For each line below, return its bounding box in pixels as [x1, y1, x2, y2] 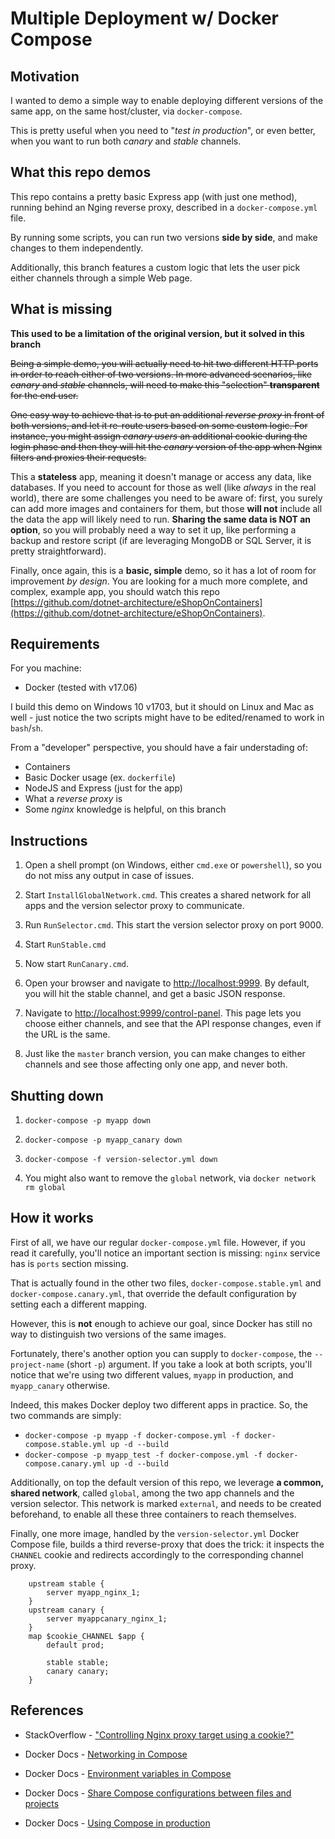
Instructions [10, 832, 88, 849]
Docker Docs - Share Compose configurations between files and [24, 1787, 292, 1799]
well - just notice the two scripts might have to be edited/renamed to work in [10, 712, 325, 724]
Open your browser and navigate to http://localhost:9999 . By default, [24, 977, 310, 989]
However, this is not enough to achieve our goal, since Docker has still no [10, 1317, 313, 1329]
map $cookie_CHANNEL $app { [28, 1631, 145, 1641]
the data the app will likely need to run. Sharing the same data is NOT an [10, 513, 311, 525]
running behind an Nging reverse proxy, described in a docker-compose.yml [10, 201, 318, 213]
